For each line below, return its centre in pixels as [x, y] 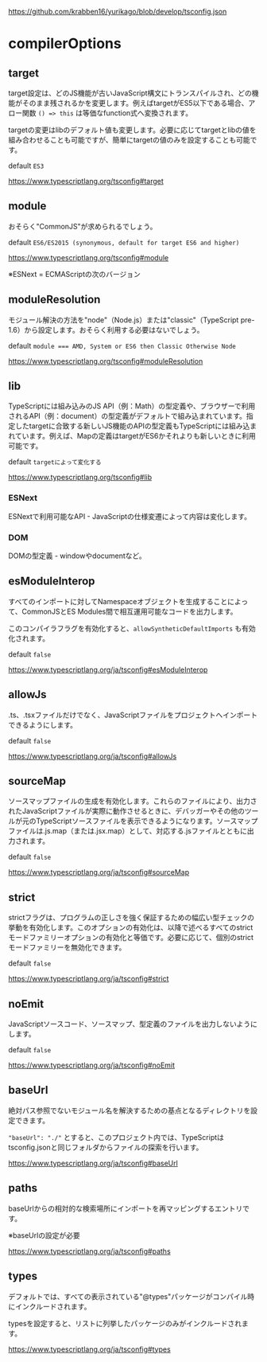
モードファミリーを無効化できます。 [67, 947]
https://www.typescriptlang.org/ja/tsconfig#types [89, 1349]
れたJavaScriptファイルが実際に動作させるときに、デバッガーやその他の [126, 811]
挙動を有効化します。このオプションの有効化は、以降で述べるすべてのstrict [131, 927]
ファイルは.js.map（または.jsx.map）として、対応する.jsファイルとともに [128, 831]
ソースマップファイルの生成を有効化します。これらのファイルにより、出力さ [133, 801]
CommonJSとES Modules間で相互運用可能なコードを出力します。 [130, 611]
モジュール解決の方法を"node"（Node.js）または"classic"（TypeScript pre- [132, 320]
